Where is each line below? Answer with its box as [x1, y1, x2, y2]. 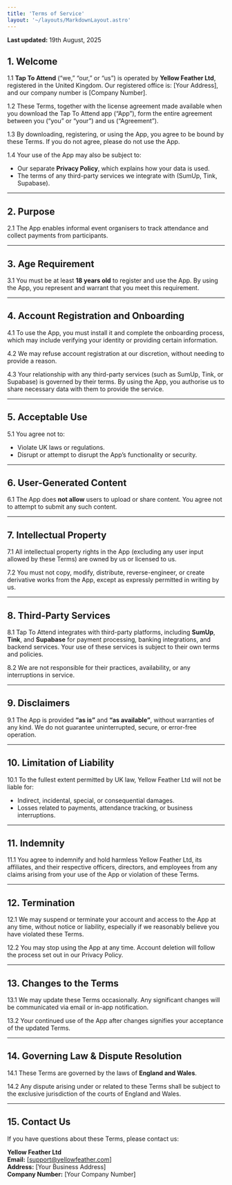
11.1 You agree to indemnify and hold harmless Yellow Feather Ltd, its [7, 856, 202, 864]
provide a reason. [7, 356, 57, 365]
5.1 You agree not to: [7, 430, 66, 438]
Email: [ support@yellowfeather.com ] [7, 1155, 112, 1164]
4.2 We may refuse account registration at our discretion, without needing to [7, 349, 224, 357]
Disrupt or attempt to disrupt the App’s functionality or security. [17, 451, 197, 459]
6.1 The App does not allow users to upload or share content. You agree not [7, 496, 222, 504]
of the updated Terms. [7, 1024, 71, 1032]
